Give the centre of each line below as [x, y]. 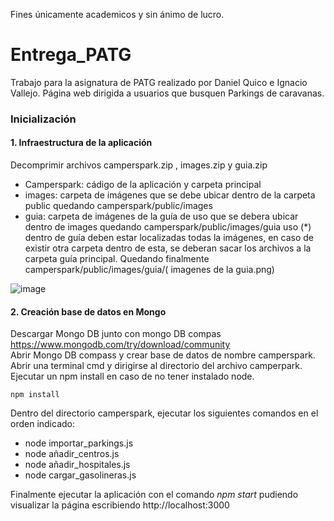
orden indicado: [42, 424]
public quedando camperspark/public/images [118, 206]
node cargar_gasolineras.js [80, 475]
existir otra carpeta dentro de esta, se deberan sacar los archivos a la [168, 248]
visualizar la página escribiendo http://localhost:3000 [120, 505]
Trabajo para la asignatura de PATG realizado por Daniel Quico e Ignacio [159, 82]
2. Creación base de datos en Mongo [88, 311]
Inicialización [43, 119]
